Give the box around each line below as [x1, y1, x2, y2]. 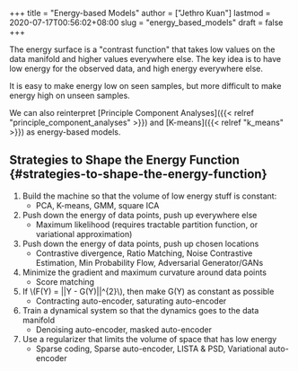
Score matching [35, 276, 95, 287]
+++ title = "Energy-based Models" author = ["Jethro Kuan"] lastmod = [9, 8, 271, 18]
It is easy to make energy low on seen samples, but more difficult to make [9, 81, 282, 91]
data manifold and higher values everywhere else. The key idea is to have [9, 54, 281, 64]
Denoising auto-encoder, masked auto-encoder [35, 323, 213, 335]
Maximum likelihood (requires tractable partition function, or [35, 219, 259, 230]
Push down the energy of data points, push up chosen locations [22, 238, 259, 249]
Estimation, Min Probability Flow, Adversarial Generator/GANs [35, 257, 264, 268]
